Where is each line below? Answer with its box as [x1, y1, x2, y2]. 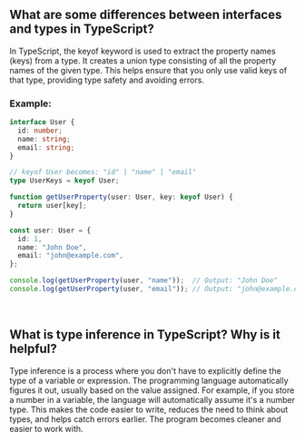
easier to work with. [9, 423, 84, 434]
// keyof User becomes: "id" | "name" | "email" [9, 168, 197, 177]
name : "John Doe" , [17, 242, 88, 252]
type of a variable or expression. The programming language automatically [9, 375, 289, 386]
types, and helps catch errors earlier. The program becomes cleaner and [9, 413, 281, 425]
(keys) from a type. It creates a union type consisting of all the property [9, 54, 277, 66]
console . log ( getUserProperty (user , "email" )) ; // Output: [9, 285, 233, 294]
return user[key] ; [17, 201, 88, 211]
